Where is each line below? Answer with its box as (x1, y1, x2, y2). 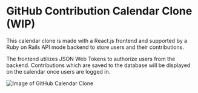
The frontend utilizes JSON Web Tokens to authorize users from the (6, 55, 176, 62)
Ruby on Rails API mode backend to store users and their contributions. (6, 43, 185, 51)
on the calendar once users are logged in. (6, 68, 111, 75)
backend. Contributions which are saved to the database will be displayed (6, 62, 191, 69)
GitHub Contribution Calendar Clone (6, 4, 193, 18)
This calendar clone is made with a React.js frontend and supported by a (6, 37, 188, 44)
